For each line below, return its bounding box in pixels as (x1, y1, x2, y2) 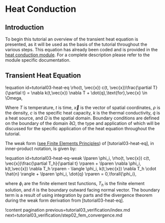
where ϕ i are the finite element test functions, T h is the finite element (5, 180, 145, 187)
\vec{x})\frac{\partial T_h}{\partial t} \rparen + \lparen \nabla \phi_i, (5, 160, 141, 166)
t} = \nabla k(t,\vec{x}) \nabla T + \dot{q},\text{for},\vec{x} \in (22, 90, 148, 96)
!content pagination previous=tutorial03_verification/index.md (5, 207, 131, 213)
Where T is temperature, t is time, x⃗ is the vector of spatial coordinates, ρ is (5, 105, 161, 111)
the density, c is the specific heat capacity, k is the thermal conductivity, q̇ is (5, 110, 160, 115)
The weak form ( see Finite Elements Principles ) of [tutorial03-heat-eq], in (5, 140, 154, 146)
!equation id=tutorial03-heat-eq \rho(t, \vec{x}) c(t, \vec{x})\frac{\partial (5, 84, 152, 90)
